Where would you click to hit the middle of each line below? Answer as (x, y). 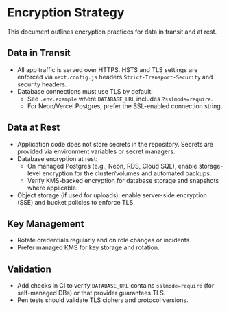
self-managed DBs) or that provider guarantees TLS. (91, 293)
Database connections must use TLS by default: (85, 91)
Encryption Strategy (66, 13)
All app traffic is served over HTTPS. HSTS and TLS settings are (107, 69)
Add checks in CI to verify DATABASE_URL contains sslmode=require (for (116, 286)
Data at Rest (34, 128)
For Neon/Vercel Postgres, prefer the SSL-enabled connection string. (125, 106)
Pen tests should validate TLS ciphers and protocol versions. (103, 300)
